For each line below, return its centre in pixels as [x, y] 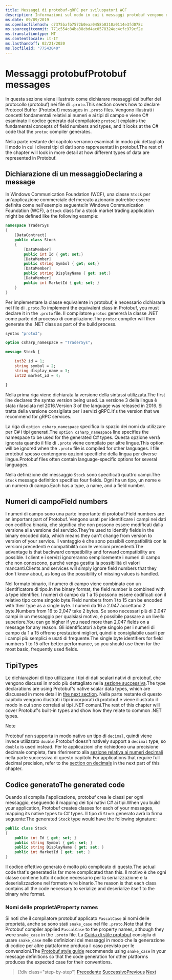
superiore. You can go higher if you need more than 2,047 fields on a [77, 622]
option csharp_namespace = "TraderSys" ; [49, 343]
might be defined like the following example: [52, 216]
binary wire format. [25, 894]
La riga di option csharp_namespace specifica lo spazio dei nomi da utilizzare [85, 426]
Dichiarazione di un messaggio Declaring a [74, 174]
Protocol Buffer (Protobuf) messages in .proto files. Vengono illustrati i [80, 110]
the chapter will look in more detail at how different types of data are [78, 152]
